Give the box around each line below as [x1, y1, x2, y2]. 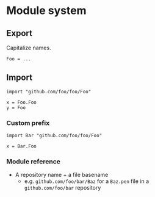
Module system [6, 4, 87, 18]
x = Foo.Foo [6, 99, 37, 106]
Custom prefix [6, 118, 50, 127]
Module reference [6, 157, 61, 166]
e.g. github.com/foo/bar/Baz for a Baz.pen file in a [24, 177, 150, 185]
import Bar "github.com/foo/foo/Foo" [6, 132, 103, 139]
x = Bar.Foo [6, 143, 37, 149]
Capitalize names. [6, 44, 51, 51]
